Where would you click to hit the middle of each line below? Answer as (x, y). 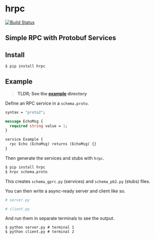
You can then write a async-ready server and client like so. (65, 191)
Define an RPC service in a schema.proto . (47, 103)
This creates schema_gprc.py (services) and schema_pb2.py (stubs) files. (78, 181)
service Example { (24, 139)
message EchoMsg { (24, 121)
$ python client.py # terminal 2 (40, 232)
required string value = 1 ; (39, 126)
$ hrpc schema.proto (27, 172)
